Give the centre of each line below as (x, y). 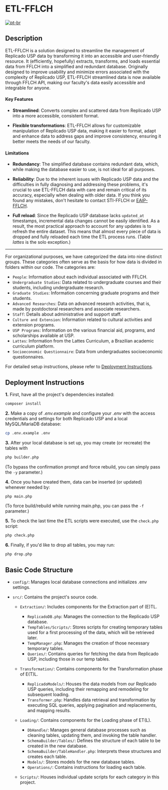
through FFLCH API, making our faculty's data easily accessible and (75, 82)
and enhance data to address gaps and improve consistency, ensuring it (87, 136)
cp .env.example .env (28, 433)
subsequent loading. (48, 695)
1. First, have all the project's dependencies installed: (60, 394)
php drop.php (19, 554)
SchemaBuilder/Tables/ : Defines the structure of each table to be (94, 741)
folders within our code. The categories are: (50, 267)
